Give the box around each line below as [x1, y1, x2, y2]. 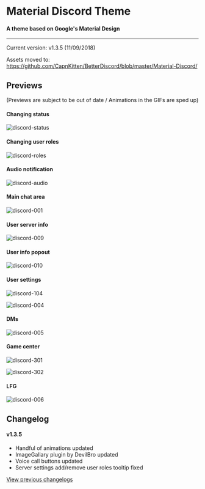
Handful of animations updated [15, 444, 93, 452]
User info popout [6, 248, 50, 256]
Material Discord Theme [6, 4, 131, 18]
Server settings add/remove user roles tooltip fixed [15, 463, 143, 471]
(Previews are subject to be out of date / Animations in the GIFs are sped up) [6, 97, 199, 104]
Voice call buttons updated [15, 457, 83, 465]
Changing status [6, 110, 50, 117]
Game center [6, 343, 40, 350]
